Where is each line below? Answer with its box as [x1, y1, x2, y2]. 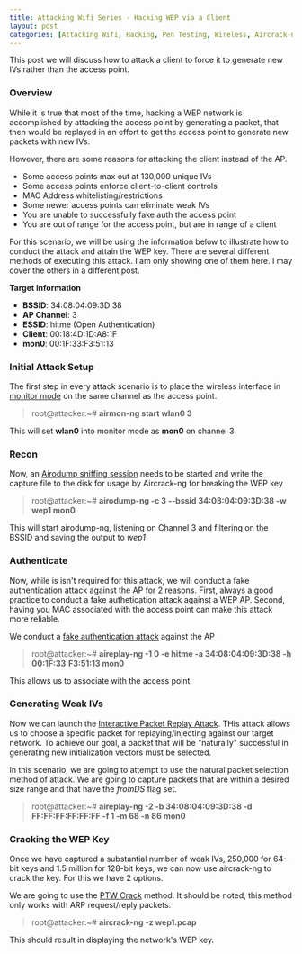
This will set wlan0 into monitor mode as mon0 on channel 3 [9, 425, 235, 436]
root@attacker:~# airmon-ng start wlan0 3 [31, 407, 192, 419]
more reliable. [9, 613, 60, 624]
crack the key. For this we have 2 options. [9, 873, 164, 884]
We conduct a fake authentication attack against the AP [9, 631, 216, 641]
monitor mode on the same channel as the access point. [9, 390, 218, 401]
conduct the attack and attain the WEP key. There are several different [9, 245, 270, 257]
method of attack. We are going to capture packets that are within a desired [9, 774, 289, 785]
